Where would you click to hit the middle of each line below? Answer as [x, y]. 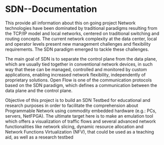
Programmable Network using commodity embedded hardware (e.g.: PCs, [81, 111]
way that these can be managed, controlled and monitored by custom [76, 69]
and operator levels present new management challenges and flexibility [78, 44]
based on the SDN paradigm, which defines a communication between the [81, 85]
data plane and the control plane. [39, 90]
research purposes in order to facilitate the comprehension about [72, 105]
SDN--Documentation [51, 9]
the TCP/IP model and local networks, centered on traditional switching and [82, 33]
